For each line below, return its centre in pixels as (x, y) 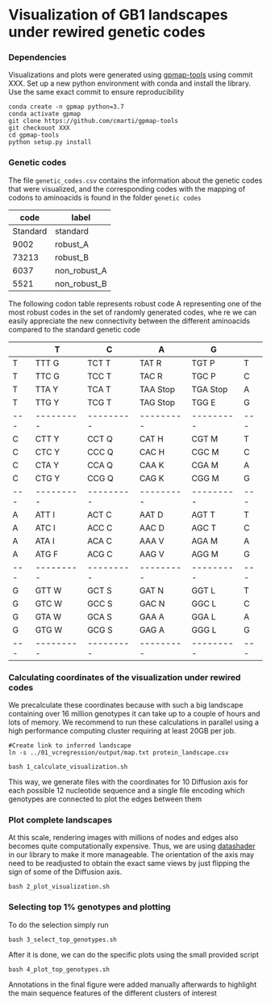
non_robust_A (81, 270)
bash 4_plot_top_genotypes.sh (59, 969)
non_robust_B (81, 283)
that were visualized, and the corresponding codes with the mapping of (127, 188)
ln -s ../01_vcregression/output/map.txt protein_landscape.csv (119, 753)
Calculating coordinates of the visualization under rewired (125, 677)
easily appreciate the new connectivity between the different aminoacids (129, 320)
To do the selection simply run (58, 924)
